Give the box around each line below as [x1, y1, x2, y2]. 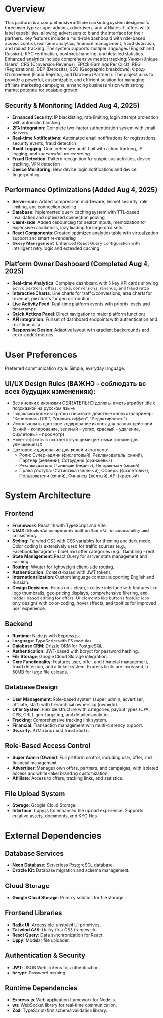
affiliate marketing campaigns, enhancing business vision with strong [5, 82, 144, 88]
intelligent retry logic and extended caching [12, 245, 100, 251]
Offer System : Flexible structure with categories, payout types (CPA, [12, 707, 150, 712]
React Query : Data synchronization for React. [12, 932, 104, 938]
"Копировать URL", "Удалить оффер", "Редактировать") [12, 416, 127, 421]
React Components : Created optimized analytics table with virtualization [12, 230, 158, 236]
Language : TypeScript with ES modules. [12, 638, 93, 643]
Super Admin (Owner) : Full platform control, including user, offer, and [12, 754, 152, 760]
